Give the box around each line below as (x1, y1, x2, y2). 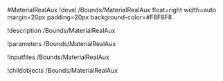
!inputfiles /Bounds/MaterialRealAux (7, 53, 109, 61)
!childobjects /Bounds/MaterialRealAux (7, 67, 118, 74)
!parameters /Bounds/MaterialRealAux (7, 40, 116, 47)
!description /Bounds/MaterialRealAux (7, 27, 116, 34)
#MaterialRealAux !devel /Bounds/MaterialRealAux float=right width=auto (7, 6, 217, 14)
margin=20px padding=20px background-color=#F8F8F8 (7, 13, 172, 21)
